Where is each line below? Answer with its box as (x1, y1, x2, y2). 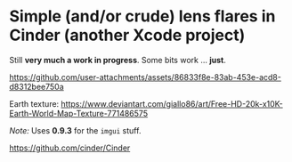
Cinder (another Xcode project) (9, 25, 246, 45)
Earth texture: (9, 98, 60, 109)
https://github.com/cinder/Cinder (9, 142, 131, 153)
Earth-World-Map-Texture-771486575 (9, 108, 149, 118)
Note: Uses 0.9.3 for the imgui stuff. (9, 125, 142, 135)
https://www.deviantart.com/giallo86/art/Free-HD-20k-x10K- (61, 98, 283, 109)
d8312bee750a (9, 81, 64, 92)
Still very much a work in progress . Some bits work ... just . (9, 54, 227, 65)
